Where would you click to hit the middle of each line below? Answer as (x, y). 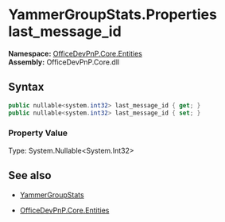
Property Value (38, 133)
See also (30, 175)
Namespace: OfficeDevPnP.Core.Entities (76, 53)
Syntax (26, 87)
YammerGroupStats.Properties (112, 15)
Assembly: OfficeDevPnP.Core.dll (64, 62)
